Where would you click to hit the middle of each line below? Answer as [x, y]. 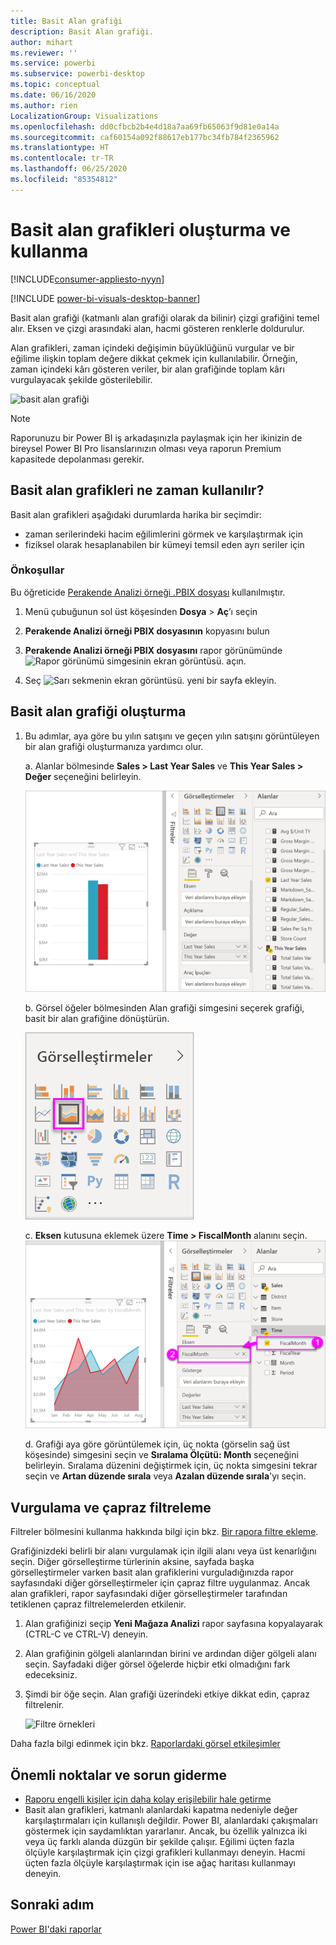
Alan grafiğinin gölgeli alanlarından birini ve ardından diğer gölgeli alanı [170, 1654]
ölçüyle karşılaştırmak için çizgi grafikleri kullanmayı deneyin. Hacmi [165, 1852]
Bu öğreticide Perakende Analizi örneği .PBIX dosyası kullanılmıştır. [148, 592]
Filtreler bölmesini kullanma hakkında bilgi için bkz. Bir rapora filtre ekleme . [164, 1532]
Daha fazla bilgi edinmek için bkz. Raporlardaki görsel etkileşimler [145, 1744]
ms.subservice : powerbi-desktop [77, 74]
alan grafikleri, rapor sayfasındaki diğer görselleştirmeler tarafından [149, 1594]
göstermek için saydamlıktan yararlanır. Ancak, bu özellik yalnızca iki [166, 1831]
